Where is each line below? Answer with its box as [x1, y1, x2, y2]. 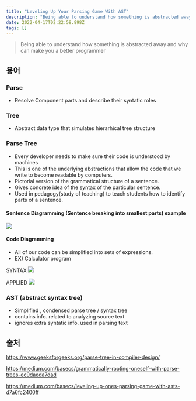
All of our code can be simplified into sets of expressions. [14, 248, 153, 255]
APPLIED [6, 279, 27, 286]
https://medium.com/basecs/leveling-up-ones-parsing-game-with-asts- [6, 383, 180, 390]
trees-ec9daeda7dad [6, 371, 57, 378]
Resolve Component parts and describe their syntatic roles [14, 97, 156, 104]
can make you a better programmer [20, 47, 106, 54]
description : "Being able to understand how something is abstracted [6, 14, 179, 20]
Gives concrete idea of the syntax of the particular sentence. [14, 184, 161, 191]
